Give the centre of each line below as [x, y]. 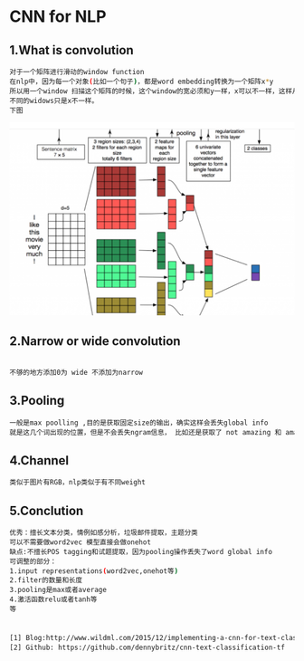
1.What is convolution [71, 50]
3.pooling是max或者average [58, 590]
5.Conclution [47, 510]
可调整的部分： [33, 561]
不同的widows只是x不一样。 [54, 101]
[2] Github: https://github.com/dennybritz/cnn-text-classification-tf [147, 647]
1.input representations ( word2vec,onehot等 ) [94, 571]
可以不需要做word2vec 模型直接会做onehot [81, 542]
